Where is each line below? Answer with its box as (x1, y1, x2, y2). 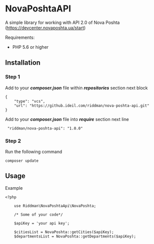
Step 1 (5, 73, 20, 80)
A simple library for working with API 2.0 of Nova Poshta (5, 19, 120, 25)
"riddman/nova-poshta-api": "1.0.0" (7, 125, 83, 131)
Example (5, 185, 23, 191)
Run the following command (5, 148, 62, 154)
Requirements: (5, 34, 35, 40)
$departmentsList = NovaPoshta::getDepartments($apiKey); (14, 234, 136, 239)
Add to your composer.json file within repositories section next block (5, 85, 148, 91)
